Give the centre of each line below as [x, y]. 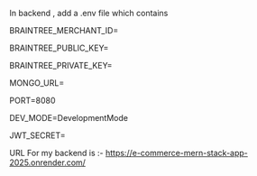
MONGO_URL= [37, 83]
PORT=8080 [32, 100]
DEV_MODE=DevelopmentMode [69, 118]
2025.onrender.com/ [47, 162]
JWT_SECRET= [37, 135]
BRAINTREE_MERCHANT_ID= [64, 30]
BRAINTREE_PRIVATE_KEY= [61, 65]
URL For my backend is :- [56, 153]
